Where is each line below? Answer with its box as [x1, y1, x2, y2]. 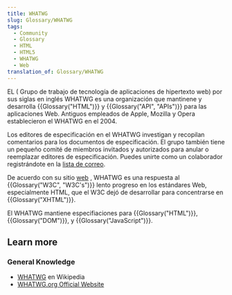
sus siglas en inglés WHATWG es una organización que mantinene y [7, 94, 202, 103]
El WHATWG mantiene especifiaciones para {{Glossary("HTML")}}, [7, 209, 198, 217]
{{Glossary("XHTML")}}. [7, 195, 76, 203]
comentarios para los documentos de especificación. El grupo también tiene [7, 137, 225, 146]
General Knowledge [7, 257, 75, 267]
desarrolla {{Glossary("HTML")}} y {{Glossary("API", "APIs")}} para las [7, 102, 207, 110]
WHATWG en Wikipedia [17, 273, 85, 281]
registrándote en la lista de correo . [7, 160, 106, 168]
